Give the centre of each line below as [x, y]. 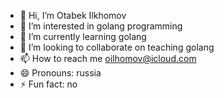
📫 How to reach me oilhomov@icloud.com [108, 58]
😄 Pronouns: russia [60, 73]
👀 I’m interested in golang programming [101, 26]
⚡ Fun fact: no [48, 84]
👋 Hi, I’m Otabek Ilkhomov [73, 15]
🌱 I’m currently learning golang [83, 36]
